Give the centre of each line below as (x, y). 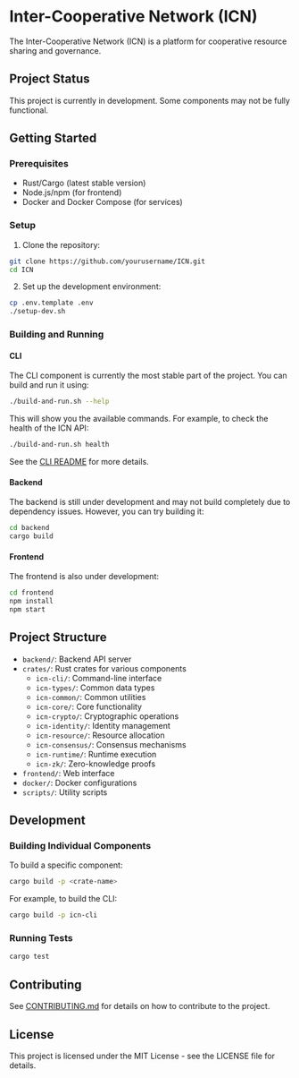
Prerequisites (39, 164)
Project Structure (58, 637)
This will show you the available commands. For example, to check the (139, 419)
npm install (31, 602)
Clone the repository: (61, 244)
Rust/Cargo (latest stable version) (84, 183)
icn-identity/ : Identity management (103, 725)
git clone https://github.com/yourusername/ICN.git (107, 261)
